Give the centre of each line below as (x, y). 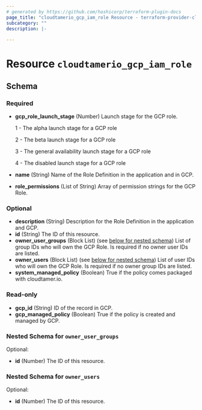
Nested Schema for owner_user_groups (63, 336)
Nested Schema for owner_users (53, 376)
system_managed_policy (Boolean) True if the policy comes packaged (103, 273)
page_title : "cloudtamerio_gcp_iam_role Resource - (72, 17)
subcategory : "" (26, 23)
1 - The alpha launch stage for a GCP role (66, 128)
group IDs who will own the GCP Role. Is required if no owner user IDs (101, 247)
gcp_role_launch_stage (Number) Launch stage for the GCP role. (96, 116)
